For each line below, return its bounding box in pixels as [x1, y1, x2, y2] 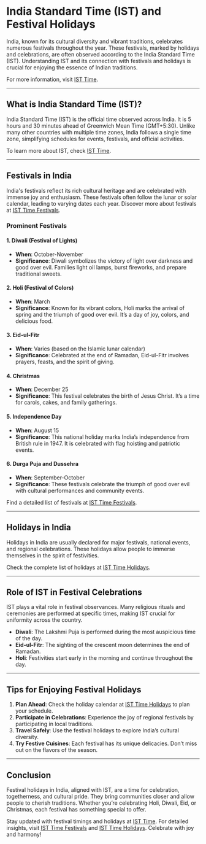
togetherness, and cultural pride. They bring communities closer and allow [6, 792, 195, 800]
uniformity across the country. [6, 616, 83, 624]
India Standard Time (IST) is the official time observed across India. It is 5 [6, 115, 191, 123]
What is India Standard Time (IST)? [6, 99, 142, 110]
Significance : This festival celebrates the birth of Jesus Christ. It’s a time [15, 392, 200, 400]
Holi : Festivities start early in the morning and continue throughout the [15, 654, 193, 662]
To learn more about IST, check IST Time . [6, 147, 112, 154]
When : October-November [15, 250, 84, 258]
